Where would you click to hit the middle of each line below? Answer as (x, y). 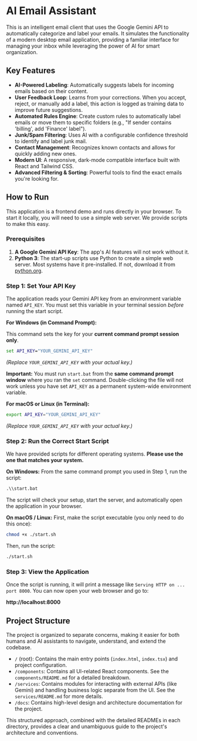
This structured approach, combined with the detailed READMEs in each (93, 720)
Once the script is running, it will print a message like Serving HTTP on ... (96, 584)
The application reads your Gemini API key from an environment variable (94, 299)
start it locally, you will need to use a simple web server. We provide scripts (97, 217)
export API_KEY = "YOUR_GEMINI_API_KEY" (53, 415)
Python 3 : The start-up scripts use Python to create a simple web (94, 258)
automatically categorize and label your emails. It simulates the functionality (98, 33)
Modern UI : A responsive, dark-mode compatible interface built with (97, 160)
